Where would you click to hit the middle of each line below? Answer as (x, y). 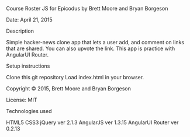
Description (20, 31)
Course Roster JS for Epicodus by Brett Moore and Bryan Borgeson (87, 8)
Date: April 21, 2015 (29, 20)
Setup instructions (28, 66)
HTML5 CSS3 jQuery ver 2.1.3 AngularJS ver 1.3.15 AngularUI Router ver (92, 122)
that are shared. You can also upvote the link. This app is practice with (91, 48)
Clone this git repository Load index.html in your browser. (75, 77)
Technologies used (29, 111)
